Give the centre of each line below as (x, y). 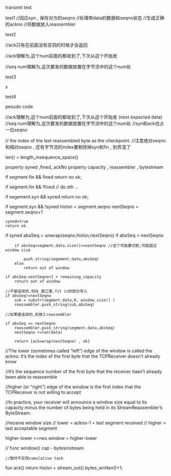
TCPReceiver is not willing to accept (43, 392)
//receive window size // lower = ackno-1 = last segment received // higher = (86, 423)
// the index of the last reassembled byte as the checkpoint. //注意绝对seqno (86, 141)
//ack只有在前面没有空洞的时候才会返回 (46, 45)
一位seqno (16, 130)
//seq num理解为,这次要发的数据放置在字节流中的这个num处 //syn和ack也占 (85, 123)
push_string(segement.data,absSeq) (62, 259)
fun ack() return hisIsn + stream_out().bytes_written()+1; (64, 468)
